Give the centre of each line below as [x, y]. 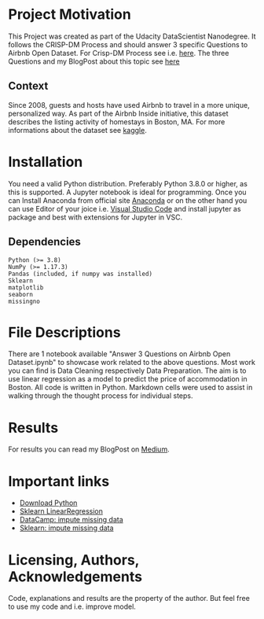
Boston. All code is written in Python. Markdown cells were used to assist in [130, 388]
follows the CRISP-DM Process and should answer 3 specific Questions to [128, 44]
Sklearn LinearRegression [61, 511]
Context [28, 86]
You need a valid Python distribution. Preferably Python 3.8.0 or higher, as [128, 183]
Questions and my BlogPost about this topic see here [94, 61]
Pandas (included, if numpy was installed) [81, 274]
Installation [46, 162]
